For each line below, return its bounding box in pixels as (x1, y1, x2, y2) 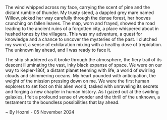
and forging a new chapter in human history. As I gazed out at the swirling (5, 89, 159, 94)
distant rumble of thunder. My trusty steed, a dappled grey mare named (5, 10, 154, 16)
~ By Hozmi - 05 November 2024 (5, 109, 75, 115)
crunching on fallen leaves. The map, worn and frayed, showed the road (5, 20, 155, 26)
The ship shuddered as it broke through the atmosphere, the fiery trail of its (5, 57, 162, 62)
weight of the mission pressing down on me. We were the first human (5, 78, 150, 84)
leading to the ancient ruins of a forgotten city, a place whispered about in (5, 26, 159, 32)
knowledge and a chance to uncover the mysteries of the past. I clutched (5, 36, 157, 42)
